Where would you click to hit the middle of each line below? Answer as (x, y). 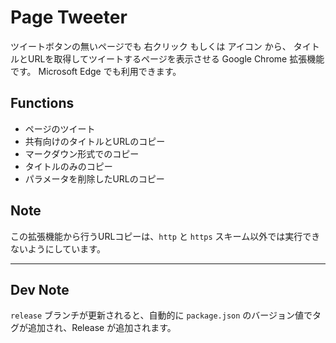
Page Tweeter (69, 17)
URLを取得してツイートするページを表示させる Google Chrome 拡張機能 (176, 58)
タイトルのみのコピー (68, 166)
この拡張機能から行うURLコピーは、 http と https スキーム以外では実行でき (165, 236)
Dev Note (40, 289)
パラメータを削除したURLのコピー (94, 178)
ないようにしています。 (58, 248)
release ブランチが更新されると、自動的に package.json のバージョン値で (161, 315)
